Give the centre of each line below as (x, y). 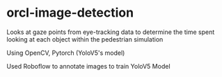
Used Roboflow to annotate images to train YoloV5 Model (89, 66)
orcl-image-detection (70, 13)
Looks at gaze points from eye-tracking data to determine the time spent (111, 32)
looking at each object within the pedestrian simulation (85, 39)
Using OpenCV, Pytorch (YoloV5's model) (66, 53)
